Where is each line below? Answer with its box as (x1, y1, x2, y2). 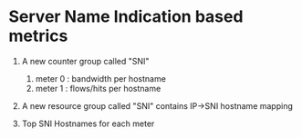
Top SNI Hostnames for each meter (21, 118, 155, 129)
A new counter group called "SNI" (21, 55, 150, 66)
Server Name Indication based (8, 6, 244, 27)
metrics (8, 25, 68, 46)
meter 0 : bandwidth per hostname (35, 73, 166, 84)
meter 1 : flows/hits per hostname (35, 83, 161, 94)
